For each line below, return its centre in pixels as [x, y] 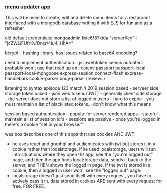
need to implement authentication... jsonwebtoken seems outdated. [74, 63]
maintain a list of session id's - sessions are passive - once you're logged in [83, 119]
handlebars [17, 79]
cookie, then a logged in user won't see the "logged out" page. [77, 170]
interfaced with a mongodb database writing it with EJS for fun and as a [79, 23]
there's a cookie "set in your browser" [44, 124]
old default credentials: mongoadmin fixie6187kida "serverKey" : [71, 38]
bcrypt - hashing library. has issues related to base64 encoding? [71, 53]
